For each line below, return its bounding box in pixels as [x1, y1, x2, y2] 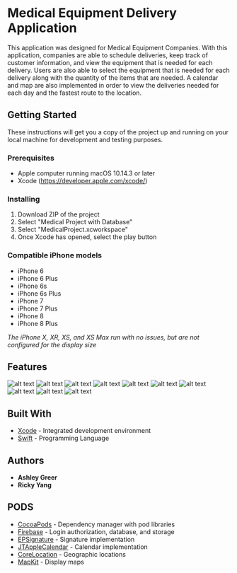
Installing [7, 194, 40, 204]
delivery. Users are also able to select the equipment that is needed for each [7, 66, 230, 74]
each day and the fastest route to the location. [7, 88, 142, 97]
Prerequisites [7, 153, 54, 163]
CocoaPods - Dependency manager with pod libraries [17, 520, 175, 528]
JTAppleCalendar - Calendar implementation [17, 543, 149, 551]
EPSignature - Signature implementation [17, 535, 135, 543]
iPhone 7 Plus [17, 304, 58, 313]
